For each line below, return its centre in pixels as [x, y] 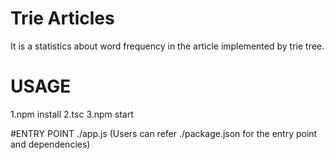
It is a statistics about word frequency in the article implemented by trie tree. [167, 46]
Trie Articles [62, 18]
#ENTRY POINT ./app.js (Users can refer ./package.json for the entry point [164, 133]
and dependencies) [50, 144]
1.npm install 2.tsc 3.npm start [72, 114]
